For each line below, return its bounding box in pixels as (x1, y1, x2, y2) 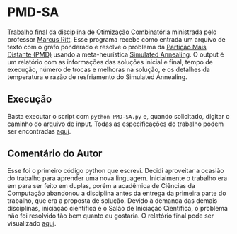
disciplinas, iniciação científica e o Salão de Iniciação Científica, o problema (7, 204, 229, 212)
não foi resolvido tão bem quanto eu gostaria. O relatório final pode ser (7, 211, 214, 220)
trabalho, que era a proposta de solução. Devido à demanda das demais (7, 196, 218, 205)
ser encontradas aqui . (7, 127, 71, 135)
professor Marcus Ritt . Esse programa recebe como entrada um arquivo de (7, 35, 226, 43)
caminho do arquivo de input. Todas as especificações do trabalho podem (7, 119, 224, 128)
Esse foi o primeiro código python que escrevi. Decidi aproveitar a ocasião (7, 166, 224, 175)
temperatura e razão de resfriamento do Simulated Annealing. (7, 72, 187, 81)
